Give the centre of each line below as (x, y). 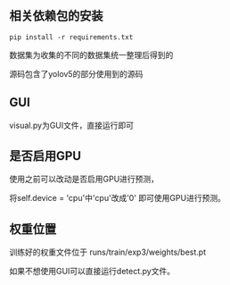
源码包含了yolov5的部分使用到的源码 (76, 73)
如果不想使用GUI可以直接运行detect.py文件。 (92, 272)
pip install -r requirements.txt (71, 37)
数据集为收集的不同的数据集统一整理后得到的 (91, 54)
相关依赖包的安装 (56, 16)
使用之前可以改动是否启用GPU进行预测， (84, 179)
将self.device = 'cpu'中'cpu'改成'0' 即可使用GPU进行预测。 (117, 198)
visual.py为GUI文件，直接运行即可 (72, 125)
